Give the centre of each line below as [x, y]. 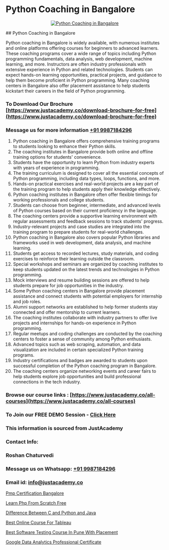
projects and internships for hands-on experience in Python [75, 323]
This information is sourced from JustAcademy [64, 428]
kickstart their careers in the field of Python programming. [66, 91]
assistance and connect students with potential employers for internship [88, 296]
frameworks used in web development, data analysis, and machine [82, 243]
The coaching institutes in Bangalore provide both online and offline [83, 152]
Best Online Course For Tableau [39, 522]
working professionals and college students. [59, 200]
